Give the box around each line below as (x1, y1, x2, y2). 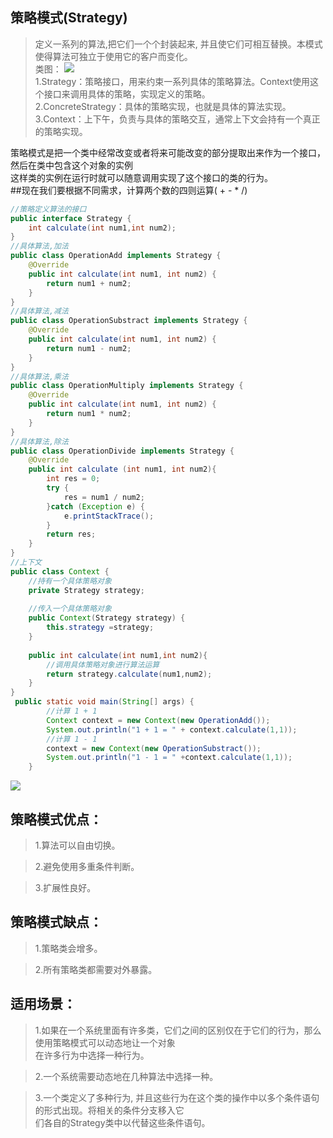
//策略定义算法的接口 (10, 204, 87, 214)
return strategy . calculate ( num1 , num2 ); (46, 669, 213, 679)
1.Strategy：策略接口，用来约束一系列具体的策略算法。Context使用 (34, 75, 310, 87)
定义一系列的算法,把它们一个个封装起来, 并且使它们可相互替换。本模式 (34, 38, 323, 50)
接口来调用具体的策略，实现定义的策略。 (43, 88, 211, 100)
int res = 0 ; (46, 474, 101, 484)
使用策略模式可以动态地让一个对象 (34, 1036, 176, 1048)
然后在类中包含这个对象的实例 (10, 159, 133, 171)
